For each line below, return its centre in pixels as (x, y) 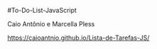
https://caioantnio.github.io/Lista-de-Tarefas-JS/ (78, 38)
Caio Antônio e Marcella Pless (51, 24)
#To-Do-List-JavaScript (42, 10)
